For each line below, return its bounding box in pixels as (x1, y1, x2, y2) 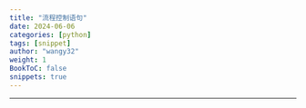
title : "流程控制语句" (9, 13, 87, 23)
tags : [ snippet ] (9, 38, 71, 48)
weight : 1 (9, 55, 47, 64)
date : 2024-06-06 (9, 22, 76, 31)
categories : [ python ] (9, 30, 92, 39)
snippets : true (9, 73, 67, 82)
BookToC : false (9, 64, 67, 74)
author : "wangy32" (9, 47, 79, 56)
